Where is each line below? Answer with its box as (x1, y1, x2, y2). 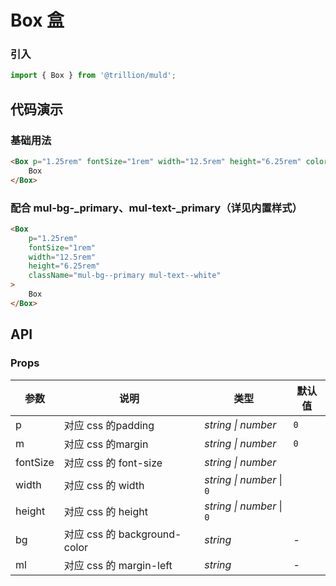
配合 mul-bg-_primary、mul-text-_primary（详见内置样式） (10, 201, 303, 215)
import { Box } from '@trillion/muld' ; (10, 71, 177, 81)
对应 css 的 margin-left (63, 558, 173, 572)
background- (118, 527, 182, 541)
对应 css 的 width (63, 478, 145, 492)
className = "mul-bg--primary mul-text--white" (28, 271, 222, 281)
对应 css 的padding (63, 418, 155, 432)
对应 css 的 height (63, 504, 148, 518)
